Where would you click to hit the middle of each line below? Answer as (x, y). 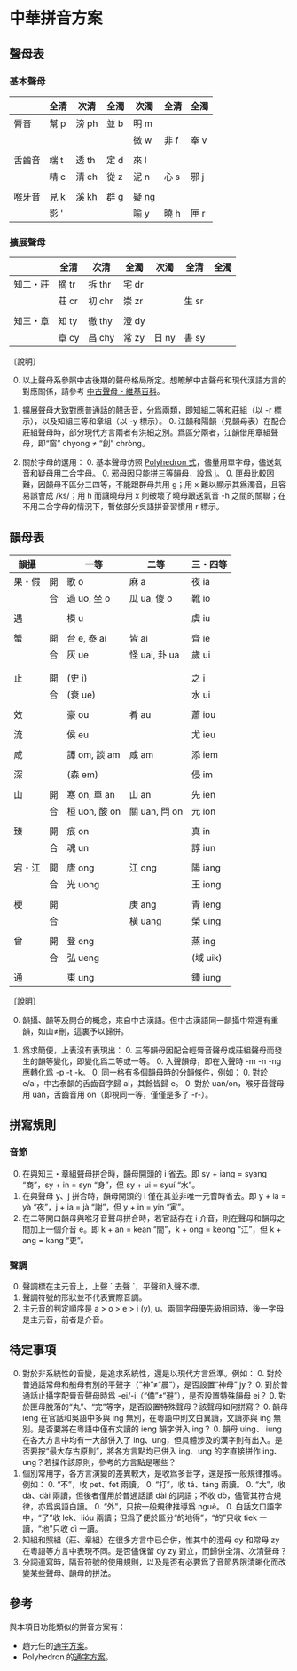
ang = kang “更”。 (55, 1240)
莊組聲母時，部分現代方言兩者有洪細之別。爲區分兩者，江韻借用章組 (146, 432)
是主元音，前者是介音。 (65, 1320)
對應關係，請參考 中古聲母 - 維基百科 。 (94, 391)
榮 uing (206, 921)
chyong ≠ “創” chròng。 (106, 444)
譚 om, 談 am (94, 754)
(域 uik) (207, 958)
